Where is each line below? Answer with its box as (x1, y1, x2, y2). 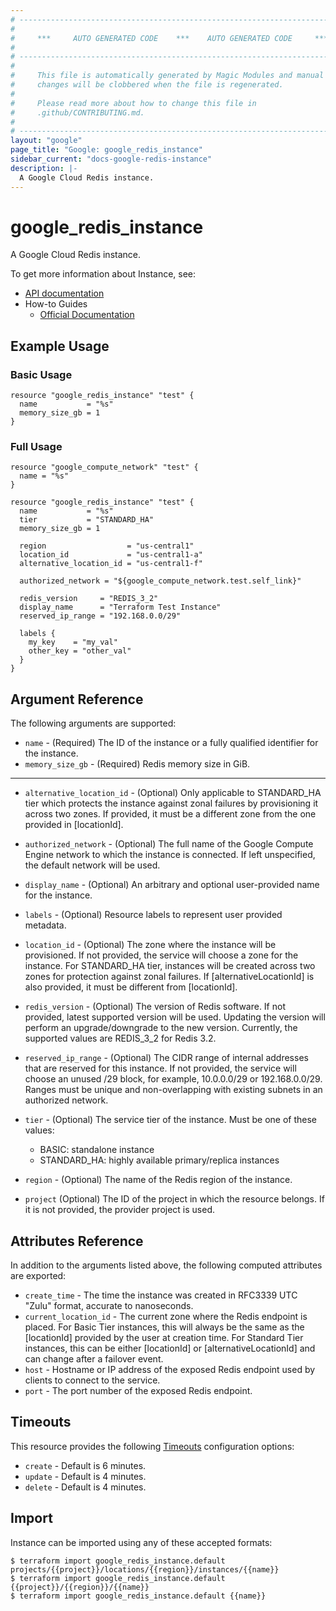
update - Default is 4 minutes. (24, 1470, 147, 1482)
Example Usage (10, 337, 110, 355)
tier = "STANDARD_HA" (19, 515, 155, 525)
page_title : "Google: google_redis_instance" (10, 145, 203, 155)
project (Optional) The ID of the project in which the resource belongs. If (24, 1193, 325, 1205)
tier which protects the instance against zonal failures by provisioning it (24, 797, 319, 810)
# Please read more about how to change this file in (10, 98, 257, 108)
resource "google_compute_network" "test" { (10, 462, 199, 473)
